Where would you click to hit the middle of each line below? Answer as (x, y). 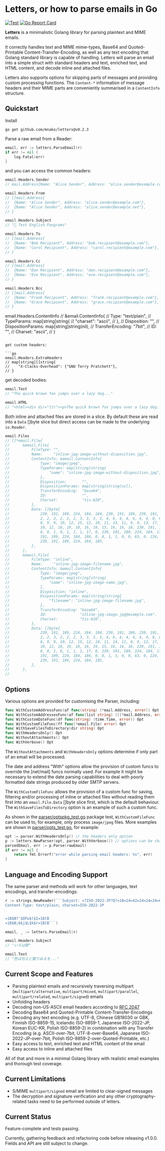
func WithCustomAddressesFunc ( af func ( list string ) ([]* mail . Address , (79, 715)
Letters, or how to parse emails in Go (81, 9)
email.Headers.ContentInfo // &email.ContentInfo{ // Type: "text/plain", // (78, 316)
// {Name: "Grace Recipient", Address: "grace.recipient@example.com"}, (82, 302)
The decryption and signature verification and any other (69, 1096)
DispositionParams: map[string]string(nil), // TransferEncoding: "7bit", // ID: (81, 326)
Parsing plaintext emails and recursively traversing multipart (73, 986)
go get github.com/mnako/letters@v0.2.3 (47, 129)
